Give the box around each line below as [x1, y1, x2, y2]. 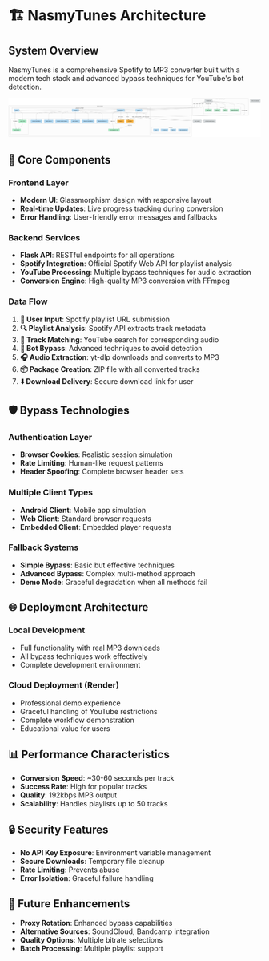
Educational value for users [19, 723, 110, 733]
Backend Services [8, 232, 81, 243]
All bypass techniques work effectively [19, 651, 148, 661]
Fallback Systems [8, 542, 79, 553]
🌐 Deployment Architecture [8, 600, 149, 614]
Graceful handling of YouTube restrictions [19, 706, 158, 716]
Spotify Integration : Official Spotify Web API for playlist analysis [19, 259, 232, 269]
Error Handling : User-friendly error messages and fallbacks [19, 212, 218, 221]
